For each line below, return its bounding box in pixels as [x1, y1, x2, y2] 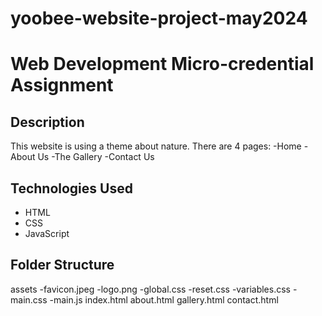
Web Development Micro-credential [10, 53, 315, 76]
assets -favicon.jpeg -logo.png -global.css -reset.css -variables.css [10, 283, 291, 295]
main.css [10, 293, 48, 306]
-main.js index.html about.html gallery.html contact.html [49, 293, 279, 306]
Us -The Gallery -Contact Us [37, 151, 155, 163]
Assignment [10, 74, 114, 97]
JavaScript [24, 228, 70, 239]
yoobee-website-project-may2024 [10, 7, 308, 30]
